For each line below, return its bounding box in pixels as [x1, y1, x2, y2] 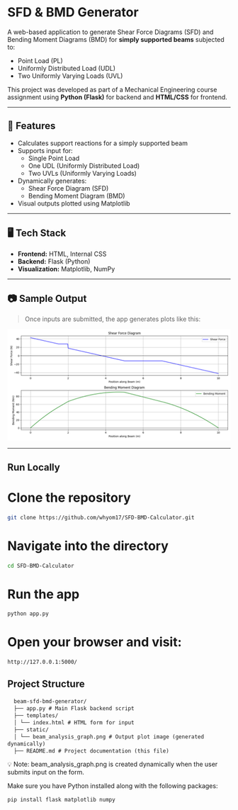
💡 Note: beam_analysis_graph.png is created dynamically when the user [7, 760, 218, 768]
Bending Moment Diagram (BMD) [28, 191, 125, 200]
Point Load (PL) [17, 56, 64, 64]
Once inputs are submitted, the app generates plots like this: [24, 315, 200, 323]
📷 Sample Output [7, 292, 87, 305]
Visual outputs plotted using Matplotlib [17, 199, 130, 208]
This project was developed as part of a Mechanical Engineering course [7, 85, 217, 94]
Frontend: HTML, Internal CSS [17, 249, 107, 258]
